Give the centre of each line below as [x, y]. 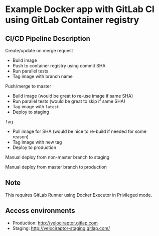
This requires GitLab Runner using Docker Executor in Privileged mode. [79, 195]
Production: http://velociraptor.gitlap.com [55, 223]
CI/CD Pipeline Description [48, 38]
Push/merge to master [28, 86]
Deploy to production [34, 147]
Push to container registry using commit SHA [59, 66]
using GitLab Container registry [72, 20]
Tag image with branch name [42, 76]
